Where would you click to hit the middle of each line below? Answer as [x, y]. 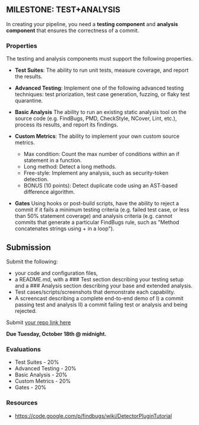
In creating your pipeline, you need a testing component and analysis [92, 24]
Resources [22, 403]
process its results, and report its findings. [67, 125]
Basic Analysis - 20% [41, 375]
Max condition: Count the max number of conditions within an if [102, 154]
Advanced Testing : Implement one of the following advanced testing [99, 88]
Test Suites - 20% [37, 362]
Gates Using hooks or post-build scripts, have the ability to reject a [97, 204]
